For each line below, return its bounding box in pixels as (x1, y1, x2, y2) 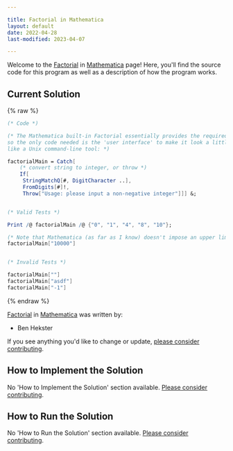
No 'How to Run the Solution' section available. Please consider (7, 429, 189, 437)
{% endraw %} (7, 296, 50, 305)
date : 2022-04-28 (7, 29, 58, 36)
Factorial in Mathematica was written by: (7, 310, 123, 318)
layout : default (7, 22, 54, 30)
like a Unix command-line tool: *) (7, 145, 110, 153)
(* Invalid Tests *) (7, 259, 67, 266)
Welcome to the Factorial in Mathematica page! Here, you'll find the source (7, 60, 221, 69)
